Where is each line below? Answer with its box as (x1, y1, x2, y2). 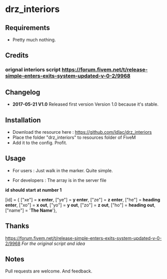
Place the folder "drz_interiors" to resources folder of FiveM (12, 134, 136, 140)
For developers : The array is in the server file (12, 177, 106, 183)
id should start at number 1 (5, 187, 62, 193)
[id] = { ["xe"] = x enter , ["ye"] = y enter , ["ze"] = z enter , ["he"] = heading (5, 196, 160, 202)
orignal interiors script (5, 66, 61, 73)
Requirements (5, 24, 50, 32)
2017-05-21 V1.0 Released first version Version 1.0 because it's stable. (12, 101, 159, 107)
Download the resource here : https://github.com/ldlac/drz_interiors (12, 129, 152, 135)
